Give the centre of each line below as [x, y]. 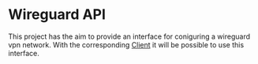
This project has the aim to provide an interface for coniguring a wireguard [129, 36]
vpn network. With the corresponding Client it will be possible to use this [126, 44]
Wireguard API [57, 15]
